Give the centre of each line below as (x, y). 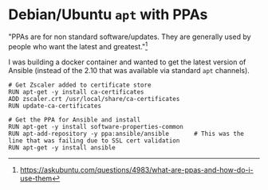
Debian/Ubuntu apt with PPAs (108, 15)
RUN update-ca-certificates (55, 106)
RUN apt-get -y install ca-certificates (77, 92)
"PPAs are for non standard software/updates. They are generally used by (130, 37)
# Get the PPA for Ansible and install (75, 120)
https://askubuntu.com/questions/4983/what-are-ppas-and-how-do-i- (136, 169)
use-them (36, 178)
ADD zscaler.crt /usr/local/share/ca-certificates (94, 99)
